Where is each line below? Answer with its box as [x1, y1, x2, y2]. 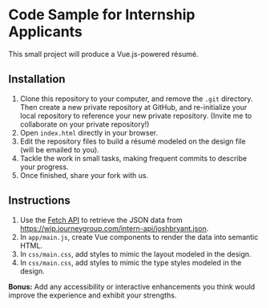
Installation [8, 72, 66, 86]
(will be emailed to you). [19, 144, 100, 154]
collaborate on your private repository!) [19, 119, 150, 129]
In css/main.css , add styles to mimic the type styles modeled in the [19, 257, 242, 267]
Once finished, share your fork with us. [19, 170, 149, 180]
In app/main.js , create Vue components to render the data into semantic [19, 232, 259, 241]
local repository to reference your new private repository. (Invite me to [19, 111, 252, 120]
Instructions [8, 194, 71, 208]
